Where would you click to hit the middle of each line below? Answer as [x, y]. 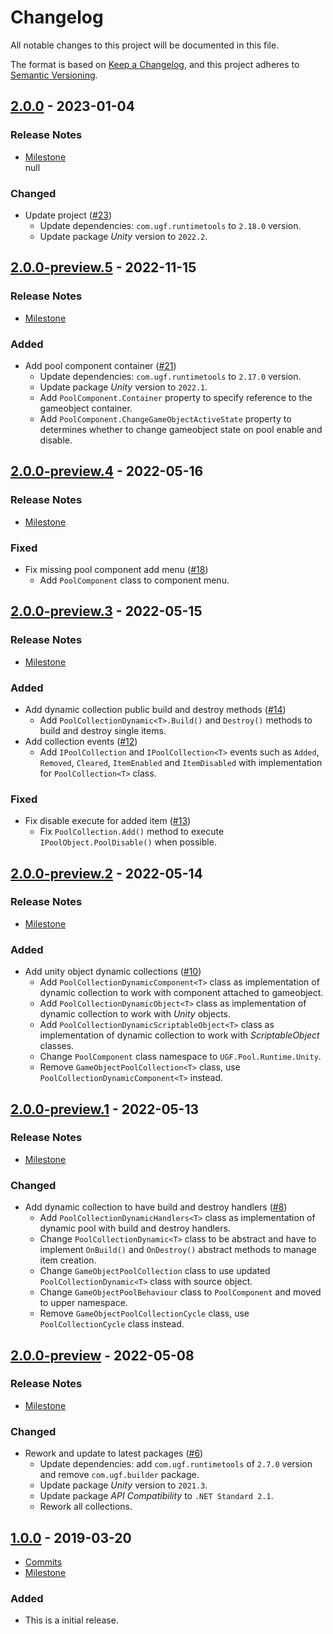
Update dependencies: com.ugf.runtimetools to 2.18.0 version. [170, 225]
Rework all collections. [86, 1507]
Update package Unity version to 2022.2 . [123, 236]
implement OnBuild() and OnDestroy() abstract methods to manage [178, 1250]
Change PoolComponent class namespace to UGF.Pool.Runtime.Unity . [180, 1057]
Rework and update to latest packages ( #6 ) [114, 1453]
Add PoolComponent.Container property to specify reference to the [176, 397]
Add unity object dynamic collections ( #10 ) [113, 972]
